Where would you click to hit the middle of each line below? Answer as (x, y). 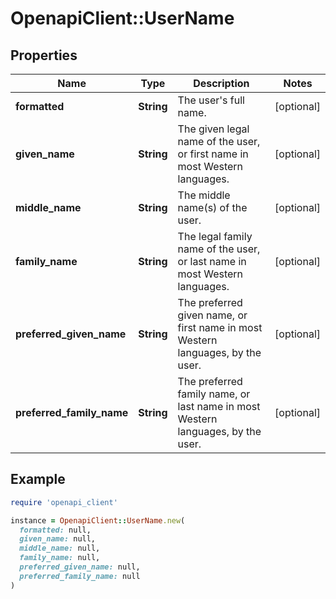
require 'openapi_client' (64, 502)
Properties (44, 55)
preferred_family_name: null (80, 576)
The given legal (213, 129)
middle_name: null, (60, 548)
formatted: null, (55, 530)
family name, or (214, 394)
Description (221, 83)
